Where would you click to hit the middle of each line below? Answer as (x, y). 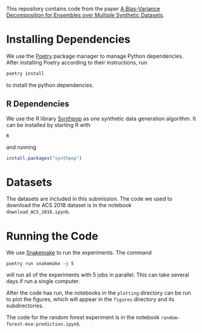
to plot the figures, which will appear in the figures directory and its (90, 299)
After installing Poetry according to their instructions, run (77, 62)
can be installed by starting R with (48, 125)
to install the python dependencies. (50, 85)
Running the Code (52, 236)
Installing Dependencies (68, 39)
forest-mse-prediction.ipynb (43, 325)
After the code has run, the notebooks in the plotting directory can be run (99, 293)
